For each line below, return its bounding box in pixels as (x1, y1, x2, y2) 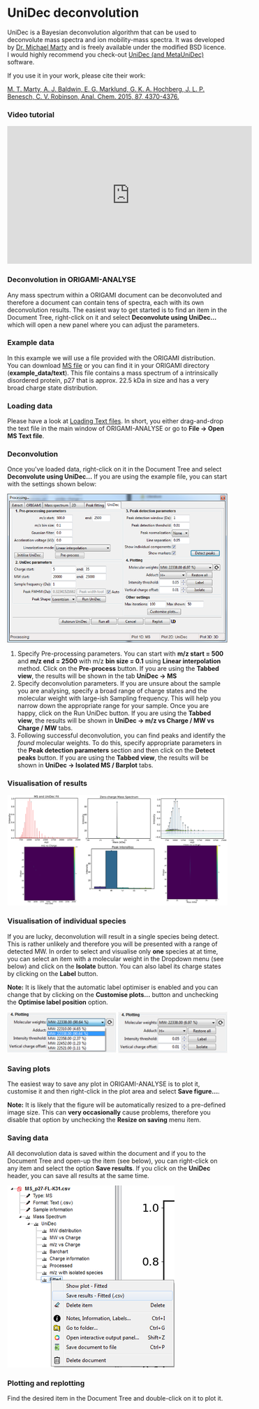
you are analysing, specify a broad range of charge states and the (17, 686, 207, 695)
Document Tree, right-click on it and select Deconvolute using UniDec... (7, 313, 217, 321)
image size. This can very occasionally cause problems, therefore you (7, 1108, 211, 1117)
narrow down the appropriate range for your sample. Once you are (17, 701, 209, 709)
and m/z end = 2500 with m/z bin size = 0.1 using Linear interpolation (17, 656, 221, 665)
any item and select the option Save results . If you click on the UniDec (7, 1163, 211, 1173)
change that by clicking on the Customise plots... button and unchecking (7, 990, 219, 998)
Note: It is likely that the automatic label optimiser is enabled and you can (7, 983, 219, 991)
